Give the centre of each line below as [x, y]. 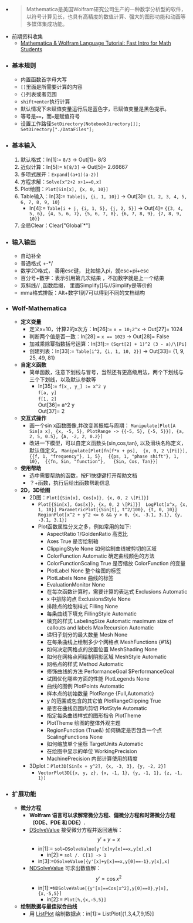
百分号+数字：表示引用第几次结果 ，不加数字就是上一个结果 [92, 278]
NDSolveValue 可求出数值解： [65, 868]
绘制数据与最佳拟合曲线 [49, 907]
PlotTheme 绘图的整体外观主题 [84, 723]
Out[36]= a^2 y [56, 405]
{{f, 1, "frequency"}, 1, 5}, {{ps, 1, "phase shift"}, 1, [104, 456]
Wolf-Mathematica [39, 308]
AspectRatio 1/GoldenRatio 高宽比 [87, 534]
